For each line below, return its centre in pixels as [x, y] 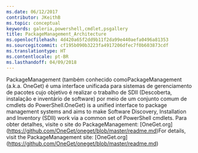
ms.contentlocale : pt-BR [37, 57]
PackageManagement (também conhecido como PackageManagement [94, 80]
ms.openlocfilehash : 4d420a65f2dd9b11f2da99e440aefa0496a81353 [88, 40]
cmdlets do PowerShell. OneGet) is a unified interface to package [87, 105]
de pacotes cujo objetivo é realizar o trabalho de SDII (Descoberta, [89, 92]
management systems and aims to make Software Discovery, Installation [96, 111]
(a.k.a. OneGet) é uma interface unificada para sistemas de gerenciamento [99, 86]
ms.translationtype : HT [36, 51]
